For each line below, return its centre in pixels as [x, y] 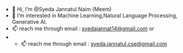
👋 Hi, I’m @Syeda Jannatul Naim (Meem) [62, 9]
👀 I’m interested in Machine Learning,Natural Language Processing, [94, 15]
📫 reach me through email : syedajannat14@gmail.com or [83, 29]
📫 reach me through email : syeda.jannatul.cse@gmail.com [94, 44]
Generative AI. [30, 22]
